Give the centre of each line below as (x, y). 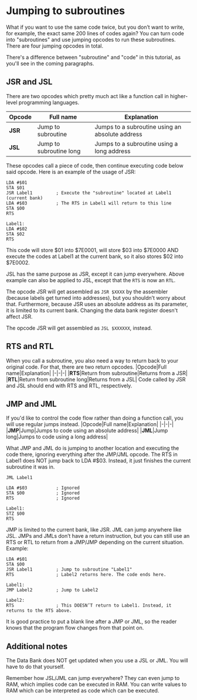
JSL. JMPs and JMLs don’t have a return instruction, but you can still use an (98, 536)
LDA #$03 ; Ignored (43, 488)
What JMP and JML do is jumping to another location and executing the (93, 448)
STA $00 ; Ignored (43, 493)
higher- (179, 96)
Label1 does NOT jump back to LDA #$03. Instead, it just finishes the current (98, 461)
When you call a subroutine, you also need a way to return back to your (92, 360)
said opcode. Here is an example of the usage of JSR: (71, 172)
